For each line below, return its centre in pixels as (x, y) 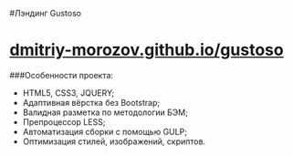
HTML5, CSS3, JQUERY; (68, 93)
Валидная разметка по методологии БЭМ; (105, 112)
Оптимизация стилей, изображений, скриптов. (114, 141)
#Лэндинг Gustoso (46, 13)
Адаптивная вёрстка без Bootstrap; (91, 102)
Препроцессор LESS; (64, 121)
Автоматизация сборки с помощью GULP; (105, 131)
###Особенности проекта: (62, 75)
